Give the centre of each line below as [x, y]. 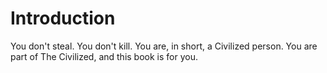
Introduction [63, 18]
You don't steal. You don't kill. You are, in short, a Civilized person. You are [164, 46]
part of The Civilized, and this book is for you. [104, 56]
